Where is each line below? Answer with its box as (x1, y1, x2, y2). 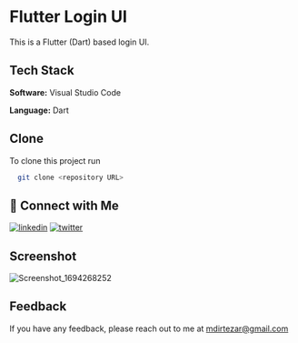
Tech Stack (9, 63, 74, 78)
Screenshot (9, 248, 77, 264)
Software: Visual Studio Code (9, 86, 121, 97)
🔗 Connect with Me (9, 197, 120, 213)
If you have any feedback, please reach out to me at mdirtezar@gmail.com (9, 323, 289, 334)
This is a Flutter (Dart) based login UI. (9, 36, 150, 47)
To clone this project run (9, 155, 101, 166)
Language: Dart (9, 105, 70, 116)
